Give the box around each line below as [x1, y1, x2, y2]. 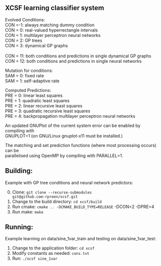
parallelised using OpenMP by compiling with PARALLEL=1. [5, 153, 123, 159]
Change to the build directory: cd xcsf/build [12, 198, 102, 204]
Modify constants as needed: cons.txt [12, 250, 89, 256]
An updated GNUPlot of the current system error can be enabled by [5, 123, 141, 128]
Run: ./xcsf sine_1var [12, 255, 57, 262]
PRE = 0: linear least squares [5, 92, 63, 98]
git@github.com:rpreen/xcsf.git [12, 194, 78, 199]
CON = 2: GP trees [5, 37, 42, 43]
